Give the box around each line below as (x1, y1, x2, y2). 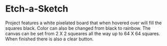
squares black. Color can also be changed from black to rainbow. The (5, 25, 151, 31)
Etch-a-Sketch (5, 3, 69, 15)
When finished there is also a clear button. (5, 36, 94, 42)
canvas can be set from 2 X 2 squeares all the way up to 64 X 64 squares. (5, 30, 160, 36)
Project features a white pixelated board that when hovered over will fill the (5, 20, 162, 26)
